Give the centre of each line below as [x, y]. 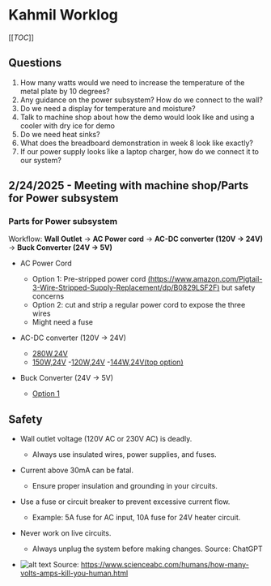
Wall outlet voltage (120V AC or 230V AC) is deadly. [106, 439]
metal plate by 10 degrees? [65, 91]
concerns [48, 296]
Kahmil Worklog [64, 15]
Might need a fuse [62, 322]
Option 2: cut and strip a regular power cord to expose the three [139, 305]
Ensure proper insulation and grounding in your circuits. [125, 486]
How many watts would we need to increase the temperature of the [132, 82]
